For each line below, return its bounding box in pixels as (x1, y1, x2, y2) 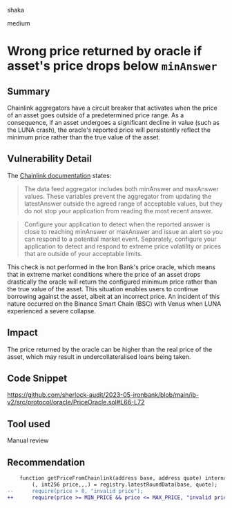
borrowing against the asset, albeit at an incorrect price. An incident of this (7, 292, 220, 300)
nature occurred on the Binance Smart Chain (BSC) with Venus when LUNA (7, 300, 222, 308)
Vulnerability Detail (7, 153, 92, 165)
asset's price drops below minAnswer (7, 58, 217, 74)
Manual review (7, 436, 49, 444)
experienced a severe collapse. (7, 306, 97, 315)
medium (7, 19, 30, 27)
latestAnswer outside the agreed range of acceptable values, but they (23, 199, 223, 208)
